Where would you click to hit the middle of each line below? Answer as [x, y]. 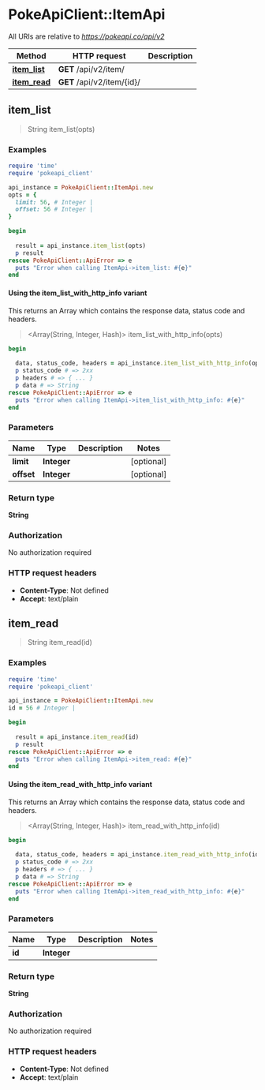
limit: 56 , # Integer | [54, 202]
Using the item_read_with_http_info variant [80, 784]
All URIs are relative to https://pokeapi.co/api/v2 [86, 36]
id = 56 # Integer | [42, 708]
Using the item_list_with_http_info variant [78, 293]
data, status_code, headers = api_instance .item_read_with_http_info [132, 855]
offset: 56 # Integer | [54, 210]
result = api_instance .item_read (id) [77, 737]
